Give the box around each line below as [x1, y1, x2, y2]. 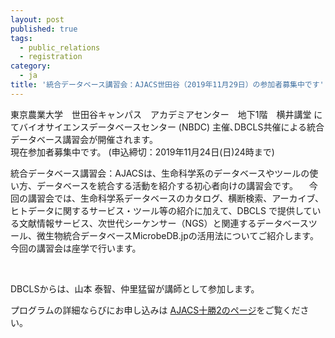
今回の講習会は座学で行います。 [10, 242, 142, 254]
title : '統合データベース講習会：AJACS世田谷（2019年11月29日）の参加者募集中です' [10, 80, 325, 90]
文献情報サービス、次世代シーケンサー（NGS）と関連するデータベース [18, 217, 309, 229]
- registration [19, 52, 83, 62]
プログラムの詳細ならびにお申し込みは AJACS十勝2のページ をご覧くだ [10, 304, 301, 316]
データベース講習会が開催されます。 [10, 133, 158, 145]
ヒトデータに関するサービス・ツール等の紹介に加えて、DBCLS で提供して [10, 204, 313, 216]
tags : [10, 33, 33, 43]
